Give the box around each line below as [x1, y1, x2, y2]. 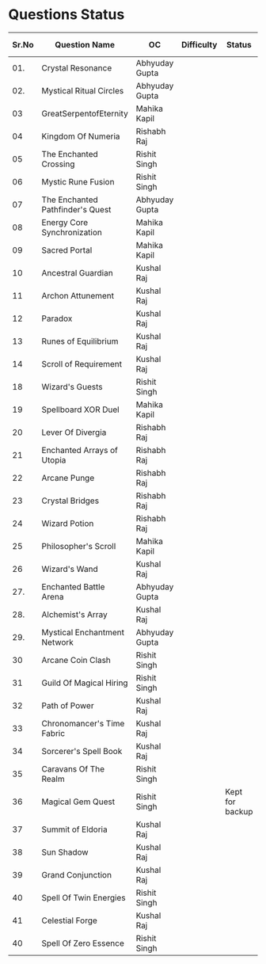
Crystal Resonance [41, 62, 112, 73]
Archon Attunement [41, 290, 115, 301]
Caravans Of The [41, 763, 105, 774]
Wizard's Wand [41, 563, 99, 574]
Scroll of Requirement [41, 358, 123, 369]
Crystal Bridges [41, 495, 100, 506]
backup [225, 806, 253, 817]
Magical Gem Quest [41, 796, 116, 807]
